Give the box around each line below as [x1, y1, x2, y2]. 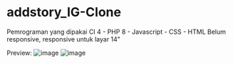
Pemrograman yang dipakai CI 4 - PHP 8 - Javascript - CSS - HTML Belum [6, 27, 226, 36]
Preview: [6, 49, 33, 57]
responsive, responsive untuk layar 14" [6, 34, 120, 43]
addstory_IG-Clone [6, 4, 122, 20]
